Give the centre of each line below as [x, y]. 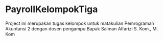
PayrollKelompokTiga [52, 9]
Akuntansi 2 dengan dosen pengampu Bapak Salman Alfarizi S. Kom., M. [82, 28]
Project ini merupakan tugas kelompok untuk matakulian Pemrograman [80, 23]
